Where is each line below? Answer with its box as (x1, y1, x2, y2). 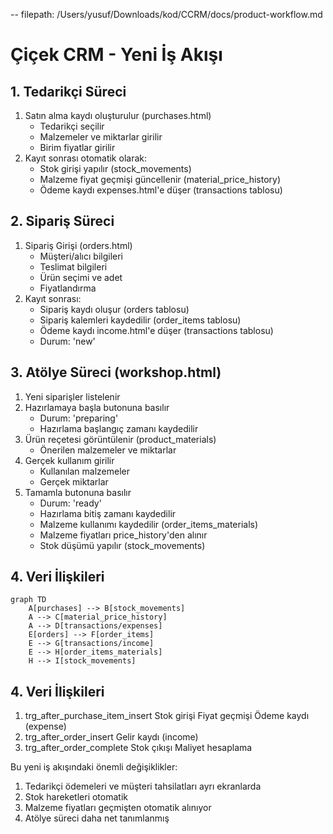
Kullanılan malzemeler (39, 465, 131, 477)
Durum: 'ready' (39, 497, 102, 509)
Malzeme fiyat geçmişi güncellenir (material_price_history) (39, 174, 282, 185)
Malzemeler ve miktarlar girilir (39, 131, 163, 143)
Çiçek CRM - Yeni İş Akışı (10, 44, 223, 66)
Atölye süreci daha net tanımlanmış (24, 812, 170, 824)
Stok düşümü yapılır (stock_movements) (39, 539, 206, 551)
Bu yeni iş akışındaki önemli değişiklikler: (10, 761, 178, 773)
